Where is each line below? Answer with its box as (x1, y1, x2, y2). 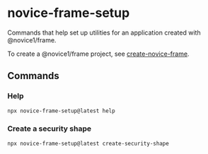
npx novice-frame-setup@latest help (7, 107, 115, 114)
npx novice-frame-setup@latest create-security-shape (7, 140, 170, 147)
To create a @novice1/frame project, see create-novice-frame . (7, 49, 190, 58)
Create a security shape (7, 124, 92, 134)
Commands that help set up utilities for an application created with (7, 28, 201, 37)
